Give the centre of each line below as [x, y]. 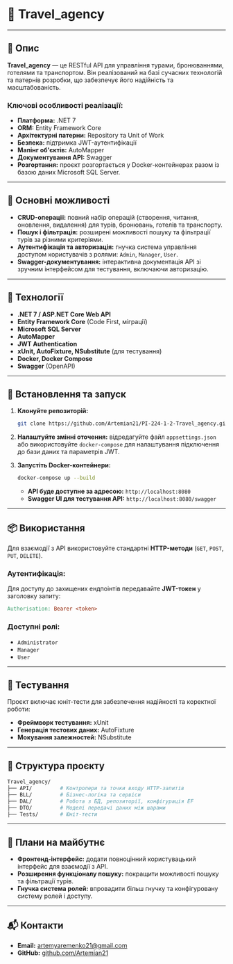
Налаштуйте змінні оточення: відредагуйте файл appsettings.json [116, 437]
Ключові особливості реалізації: [65, 105]
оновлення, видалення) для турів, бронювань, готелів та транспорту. [120, 225]
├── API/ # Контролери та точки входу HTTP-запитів [96, 789]
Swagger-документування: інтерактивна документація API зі [109, 262]
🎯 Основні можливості [59, 201]
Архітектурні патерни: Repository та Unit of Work [90, 136]
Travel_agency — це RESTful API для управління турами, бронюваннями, [115, 65]
